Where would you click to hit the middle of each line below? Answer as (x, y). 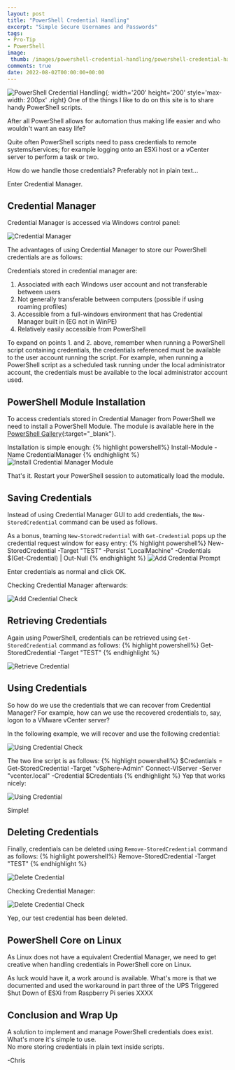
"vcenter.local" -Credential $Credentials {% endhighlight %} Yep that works (116, 776)
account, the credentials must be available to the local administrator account (117, 373)
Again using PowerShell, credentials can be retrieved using (92, 638)
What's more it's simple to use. (52, 1039)
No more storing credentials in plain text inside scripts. (86, 1047)
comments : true (29, 66)
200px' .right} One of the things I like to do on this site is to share (121, 100)
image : (17, 53)
